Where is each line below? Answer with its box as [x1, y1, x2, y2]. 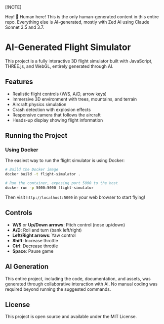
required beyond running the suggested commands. [5, 286, 111, 292]
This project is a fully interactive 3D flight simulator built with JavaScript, [5, 58, 153, 64]
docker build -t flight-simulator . [5, 172, 81, 177]
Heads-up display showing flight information [12, 117, 103, 123]
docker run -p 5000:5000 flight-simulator [5, 185, 94, 190]
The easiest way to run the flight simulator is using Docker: [5, 158, 125, 163]
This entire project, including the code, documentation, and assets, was [5, 275, 151, 281]
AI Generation [5, 263, 49, 271]
